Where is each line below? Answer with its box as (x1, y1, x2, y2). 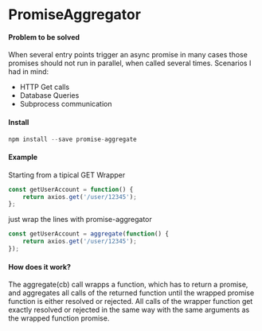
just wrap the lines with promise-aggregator (8, 215, 153, 224)
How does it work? (8, 262, 72, 271)
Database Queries (19, 91, 80, 100)
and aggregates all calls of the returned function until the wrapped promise (8, 288, 255, 298)
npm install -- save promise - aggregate (8, 135, 137, 143)
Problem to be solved (8, 32, 80, 41)
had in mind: (8, 67, 49, 76)
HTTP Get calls (19, 82, 70, 92)
